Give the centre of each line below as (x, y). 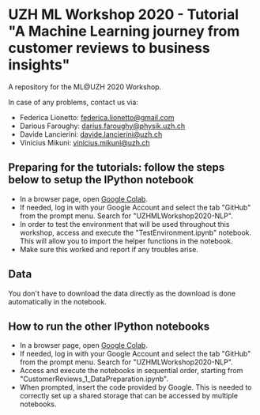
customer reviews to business (109, 48)
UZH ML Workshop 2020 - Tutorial (124, 15)
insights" (39, 65)
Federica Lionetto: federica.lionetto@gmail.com (97, 117)
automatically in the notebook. (57, 301)
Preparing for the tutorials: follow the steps (117, 168)
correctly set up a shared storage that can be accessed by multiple (129, 396)
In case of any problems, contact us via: (73, 102)
